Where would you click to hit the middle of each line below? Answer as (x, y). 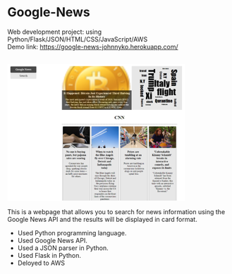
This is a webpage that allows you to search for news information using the (116, 211)
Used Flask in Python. (49, 255)
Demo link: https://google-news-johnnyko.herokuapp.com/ (93, 46)
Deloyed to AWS (41, 263)
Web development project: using (55, 32)
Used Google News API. (53, 240)
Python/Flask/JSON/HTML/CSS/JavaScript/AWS (78, 39)
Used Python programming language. (72, 232)
